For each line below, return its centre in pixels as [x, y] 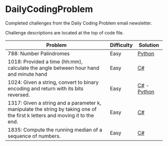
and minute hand [27, 74]
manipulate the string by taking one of [52, 109]
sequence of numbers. [34, 136]
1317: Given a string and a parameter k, [54, 102]
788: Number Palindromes [39, 53]
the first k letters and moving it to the [51, 115]
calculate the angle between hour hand [53, 67]
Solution [149, 45]
